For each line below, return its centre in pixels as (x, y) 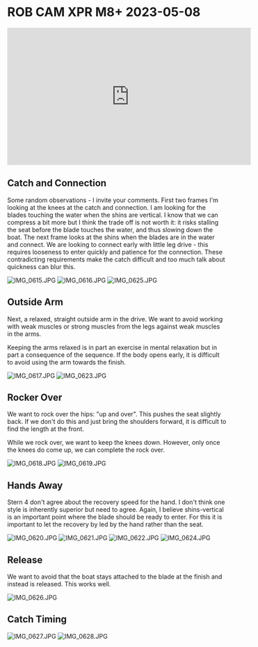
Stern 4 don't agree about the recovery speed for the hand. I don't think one (116, 502)
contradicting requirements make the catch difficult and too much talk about (116, 259)
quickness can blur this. (41, 266)
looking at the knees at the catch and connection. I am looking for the (107, 207)
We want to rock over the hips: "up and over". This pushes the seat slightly (114, 414)
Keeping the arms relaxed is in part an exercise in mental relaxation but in (112, 347)
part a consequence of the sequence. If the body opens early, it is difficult (113, 355)
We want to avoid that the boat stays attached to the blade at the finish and (115, 577)
